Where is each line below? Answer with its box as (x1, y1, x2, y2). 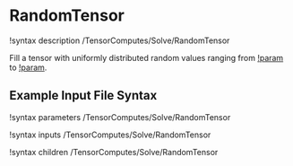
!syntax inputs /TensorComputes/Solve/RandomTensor (9, 129, 211, 140)
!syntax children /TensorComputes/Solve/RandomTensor (9, 146, 219, 157)
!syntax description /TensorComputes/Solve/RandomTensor (9, 35, 230, 46)
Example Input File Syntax (9, 88, 158, 103)
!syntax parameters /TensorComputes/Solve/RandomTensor (9, 111, 231, 122)
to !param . (9, 62, 47, 73)
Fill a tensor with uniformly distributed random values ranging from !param (9, 52, 284, 63)
